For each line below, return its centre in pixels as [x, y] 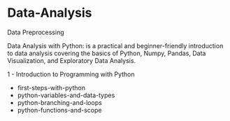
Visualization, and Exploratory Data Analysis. [72, 60]
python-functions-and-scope [59, 110]
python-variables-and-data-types [66, 95]
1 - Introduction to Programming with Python [71, 74]
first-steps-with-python [51, 87]
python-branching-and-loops [60, 102]
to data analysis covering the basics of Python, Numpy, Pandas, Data [107, 53]
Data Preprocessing [36, 32]
